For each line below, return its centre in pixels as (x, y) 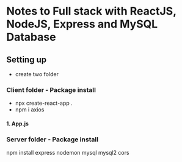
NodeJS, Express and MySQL (82, 24)
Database (31, 37)
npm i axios (30, 110)
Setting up (27, 59)
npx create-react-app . (44, 103)
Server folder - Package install (53, 139)
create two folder (37, 74)
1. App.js (18, 124)
